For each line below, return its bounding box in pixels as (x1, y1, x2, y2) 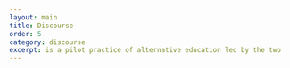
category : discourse (9, 37, 87, 47)
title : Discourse (9, 21, 74, 30)
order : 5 (9, 29, 42, 38)
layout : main (9, 12, 58, 22)
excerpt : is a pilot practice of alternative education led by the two (9, 46, 281, 55)
